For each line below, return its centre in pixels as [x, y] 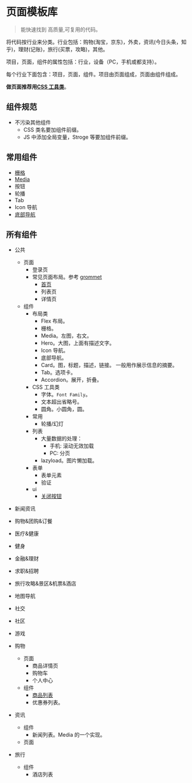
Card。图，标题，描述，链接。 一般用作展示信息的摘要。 [109, 365]
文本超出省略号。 [62, 402]
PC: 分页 [60, 453]
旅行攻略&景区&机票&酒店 [45, 584]
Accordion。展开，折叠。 [71, 380]
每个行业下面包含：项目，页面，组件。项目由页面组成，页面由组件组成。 [93, 74]
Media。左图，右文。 [66, 336]
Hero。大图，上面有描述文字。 [78, 343]
